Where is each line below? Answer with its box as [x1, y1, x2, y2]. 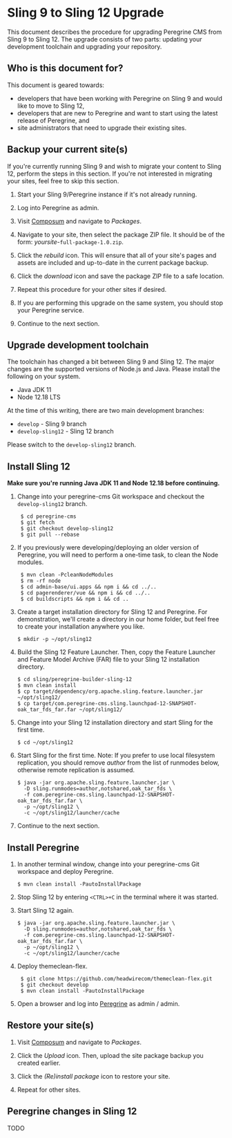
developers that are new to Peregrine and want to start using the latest [17, 109, 218, 117]
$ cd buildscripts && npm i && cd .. [20, 596, 129, 603]
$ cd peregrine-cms [20, 513, 77, 520]
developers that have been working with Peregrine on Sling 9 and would [17, 94, 222, 102]
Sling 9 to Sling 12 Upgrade [7, 5, 164, 21]
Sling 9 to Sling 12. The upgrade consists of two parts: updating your [7, 35, 202, 43]
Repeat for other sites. [17, 1085, 81, 1094]
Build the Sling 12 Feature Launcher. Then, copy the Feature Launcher [17, 648, 216, 656]
